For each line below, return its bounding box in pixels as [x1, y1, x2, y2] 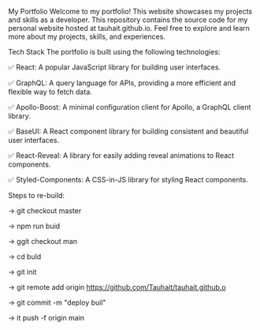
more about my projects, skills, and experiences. [8, 32, 165, 41]
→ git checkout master [8, 206, 82, 216]
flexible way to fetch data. [8, 87, 92, 96]
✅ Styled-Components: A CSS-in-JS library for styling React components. [8, 175, 248, 184]
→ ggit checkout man [8, 237, 77, 246]
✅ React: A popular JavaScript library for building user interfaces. [8, 62, 221, 72]
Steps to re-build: [8, 191, 65, 200]
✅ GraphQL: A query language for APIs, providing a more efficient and [8, 78, 236, 88]
